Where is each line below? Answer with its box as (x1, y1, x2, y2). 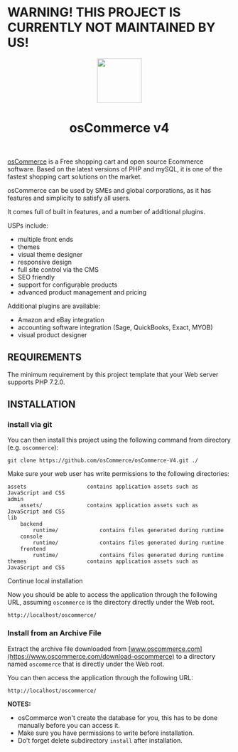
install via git (7, 420, 53, 429)
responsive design (17, 258, 72, 266)
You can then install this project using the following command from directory (7, 435, 231, 445)
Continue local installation (7, 577, 83, 586)
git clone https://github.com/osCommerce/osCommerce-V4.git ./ (7, 457, 199, 465)
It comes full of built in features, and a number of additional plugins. (7, 207, 206, 216)
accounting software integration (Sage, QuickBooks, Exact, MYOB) (17, 323, 213, 332)
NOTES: (7, 699, 31, 708)
